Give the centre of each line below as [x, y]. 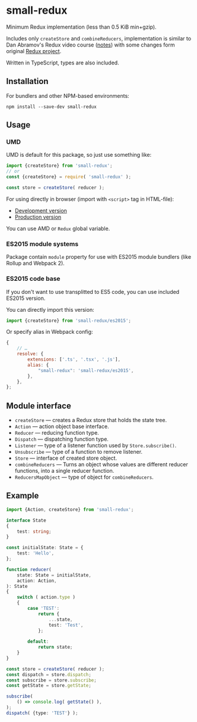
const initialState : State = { [45, 548]
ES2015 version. [26, 298]
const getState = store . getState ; [49, 686]
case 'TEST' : [44, 609]
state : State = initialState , [54, 575]
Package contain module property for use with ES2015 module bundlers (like [99, 257]
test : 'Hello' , [36, 553]
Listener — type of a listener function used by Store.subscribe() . [96, 445]
